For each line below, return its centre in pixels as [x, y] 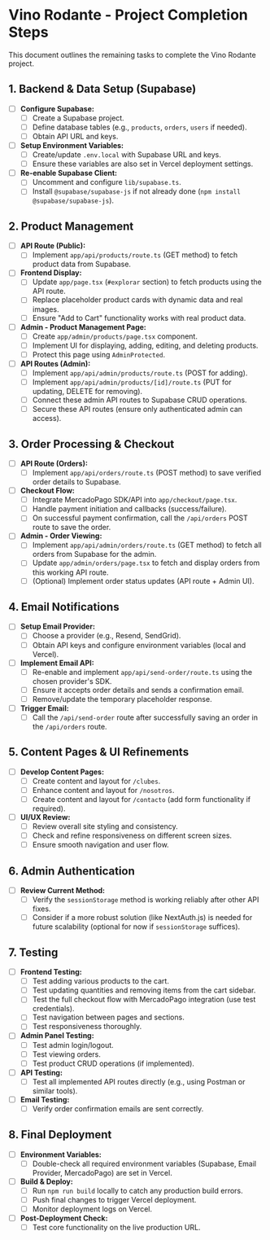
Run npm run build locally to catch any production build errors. [138, 1190]
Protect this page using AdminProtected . [99, 354]
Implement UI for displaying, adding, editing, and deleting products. [145, 345]
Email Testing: [45, 1099]
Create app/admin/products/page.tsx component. [115, 336]
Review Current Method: [63, 891]
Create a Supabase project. [78, 118]
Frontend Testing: [51, 972]
